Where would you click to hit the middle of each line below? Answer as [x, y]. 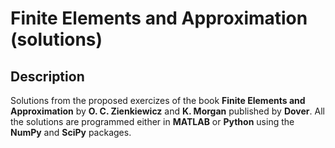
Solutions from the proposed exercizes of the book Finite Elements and [158, 100]
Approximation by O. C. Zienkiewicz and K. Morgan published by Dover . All [167, 111]
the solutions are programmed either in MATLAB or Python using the [152, 121]
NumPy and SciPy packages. [71, 132]
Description [47, 76]
